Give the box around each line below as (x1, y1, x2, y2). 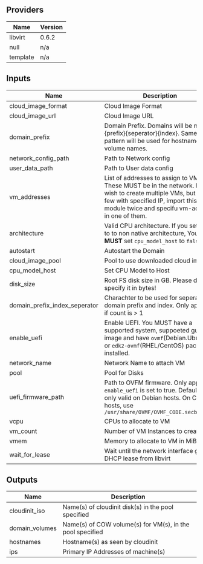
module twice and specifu (104, 204, 178, 212)
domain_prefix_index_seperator (9, 301, 98, 309)
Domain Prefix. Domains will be (104, 121, 193, 130)
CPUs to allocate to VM (104, 417, 170, 425)
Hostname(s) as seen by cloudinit (62, 538, 158, 546)
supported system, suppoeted (104, 326, 190, 334)
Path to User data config (104, 164, 173, 172)
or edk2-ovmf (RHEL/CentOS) (104, 341, 184, 349)
